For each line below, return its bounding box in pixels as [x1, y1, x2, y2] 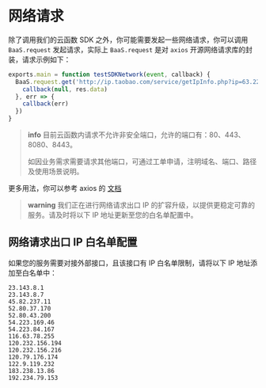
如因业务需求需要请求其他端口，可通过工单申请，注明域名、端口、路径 [27, 157, 257, 166]
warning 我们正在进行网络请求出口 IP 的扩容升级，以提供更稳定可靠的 [27, 200, 256, 210]
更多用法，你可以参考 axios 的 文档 [8, 184, 122, 193]
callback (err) [22, 100, 69, 108]
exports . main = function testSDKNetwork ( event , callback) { [8, 70, 211, 78]
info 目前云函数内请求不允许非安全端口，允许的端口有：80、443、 [27, 130, 245, 139]
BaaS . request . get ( [15, 78, 77, 86]
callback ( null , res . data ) [22, 85, 108, 93]
